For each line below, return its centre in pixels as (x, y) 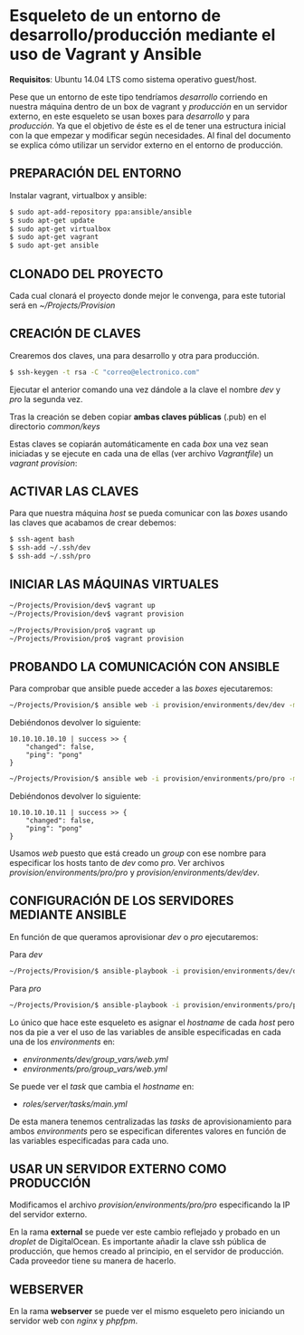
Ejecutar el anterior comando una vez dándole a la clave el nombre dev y (145, 389)
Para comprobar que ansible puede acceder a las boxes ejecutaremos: (141, 688)
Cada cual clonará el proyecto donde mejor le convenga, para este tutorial (147, 295)
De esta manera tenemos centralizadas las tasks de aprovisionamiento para (151, 1121)
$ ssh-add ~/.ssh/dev (50, 548)
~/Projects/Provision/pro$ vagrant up (82, 630)
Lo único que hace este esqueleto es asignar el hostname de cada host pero (152, 1022)
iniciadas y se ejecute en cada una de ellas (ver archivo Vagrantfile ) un (142, 453)
